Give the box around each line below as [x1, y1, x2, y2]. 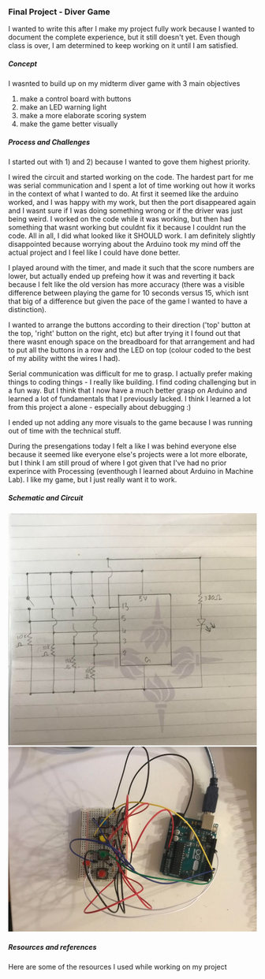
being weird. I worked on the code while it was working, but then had [8, 214, 233, 224]
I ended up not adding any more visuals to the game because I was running [8, 418, 253, 427]
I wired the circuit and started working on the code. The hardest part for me [8, 173, 254, 182]
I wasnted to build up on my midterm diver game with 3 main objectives [8, 79, 241, 88]
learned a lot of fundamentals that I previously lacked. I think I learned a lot [8, 394, 251, 404]
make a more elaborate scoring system [19, 111, 147, 121]
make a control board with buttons [19, 94, 132, 104]
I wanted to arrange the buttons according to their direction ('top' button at [8, 320, 251, 329]
